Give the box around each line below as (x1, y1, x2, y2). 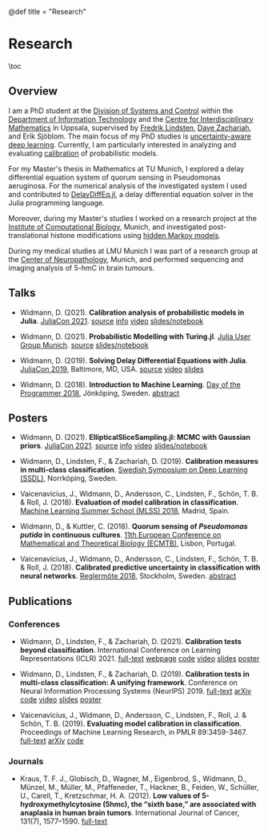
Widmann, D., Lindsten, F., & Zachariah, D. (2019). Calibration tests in (19, 669, 250, 679)
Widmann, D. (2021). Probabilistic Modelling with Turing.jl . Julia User (19, 332, 251, 341)
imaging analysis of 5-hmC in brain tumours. (8, 263, 155, 272)
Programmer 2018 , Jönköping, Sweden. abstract (19, 388, 180, 397)
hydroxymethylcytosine (19, 800, 102, 809)
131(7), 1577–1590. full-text (19, 816, 108, 826)
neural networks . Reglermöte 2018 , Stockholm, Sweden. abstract (19, 571, 237, 581)
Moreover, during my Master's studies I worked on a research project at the (8, 213, 258, 223)
